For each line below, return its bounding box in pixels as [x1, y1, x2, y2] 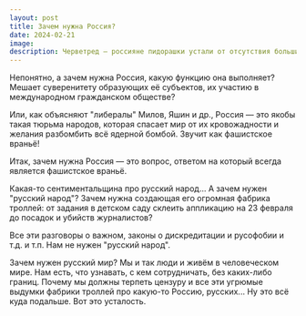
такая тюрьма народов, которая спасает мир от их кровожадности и [9, 119, 280, 130]
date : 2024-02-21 [9, 30, 76, 39]
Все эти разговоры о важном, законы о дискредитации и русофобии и [9, 229, 285, 241]
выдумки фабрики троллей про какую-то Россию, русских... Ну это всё [9, 286, 290, 297]
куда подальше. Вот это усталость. [9, 296, 147, 307]
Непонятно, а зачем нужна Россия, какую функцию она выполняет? [9, 72, 275, 83]
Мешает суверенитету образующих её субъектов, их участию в [9, 82, 260, 93]
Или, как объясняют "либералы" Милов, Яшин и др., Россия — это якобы [9, 109, 296, 120]
